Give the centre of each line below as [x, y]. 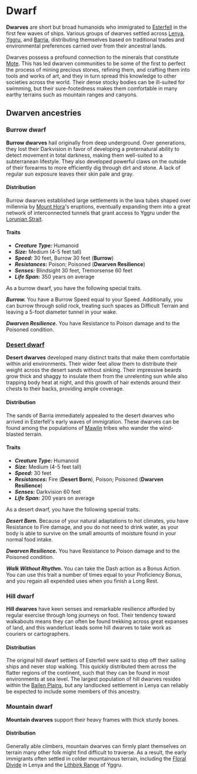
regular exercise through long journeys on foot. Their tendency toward [91, 615]
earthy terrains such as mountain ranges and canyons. [72, 95]
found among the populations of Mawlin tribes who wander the [82, 428]
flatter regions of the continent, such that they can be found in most [88, 673]
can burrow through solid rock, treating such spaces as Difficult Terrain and [97, 306]
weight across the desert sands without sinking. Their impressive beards [94, 370]
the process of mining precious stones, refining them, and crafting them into [98, 69]
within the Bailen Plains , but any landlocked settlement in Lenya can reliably [97, 685]
